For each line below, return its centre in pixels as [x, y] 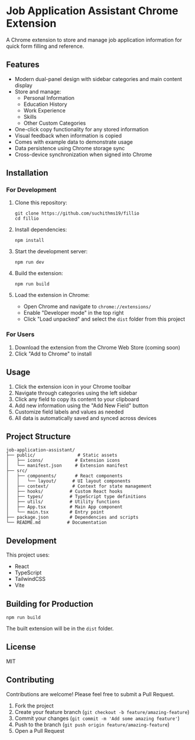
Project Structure [38, 436]
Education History [45, 104]
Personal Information [49, 98]
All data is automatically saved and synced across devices [85, 418]
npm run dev [29, 262]
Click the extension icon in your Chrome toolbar [73, 386]
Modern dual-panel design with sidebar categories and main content [98, 79]
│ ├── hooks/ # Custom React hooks [64, 492]
